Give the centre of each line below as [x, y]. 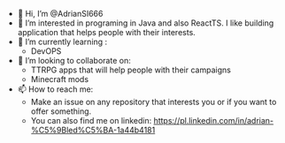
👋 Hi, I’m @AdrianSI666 [60, 14]
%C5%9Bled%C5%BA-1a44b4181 [93, 130]
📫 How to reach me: [55, 89]
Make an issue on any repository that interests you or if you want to [154, 102]
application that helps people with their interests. [107, 32]
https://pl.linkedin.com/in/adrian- [214, 120]
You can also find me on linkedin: [91, 120]
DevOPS [46, 51]
